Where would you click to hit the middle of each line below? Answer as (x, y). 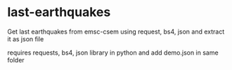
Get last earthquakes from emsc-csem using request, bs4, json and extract (116, 31)
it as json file (26, 38)
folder (16, 59)
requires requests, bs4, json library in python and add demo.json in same (113, 52)
